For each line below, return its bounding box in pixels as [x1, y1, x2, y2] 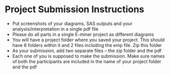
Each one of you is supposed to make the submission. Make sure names [12, 53, 165, 59]
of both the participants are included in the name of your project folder [12, 58, 162, 64]
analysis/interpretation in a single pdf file [12, 26, 98, 32]
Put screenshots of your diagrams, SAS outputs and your [12, 20, 133, 27]
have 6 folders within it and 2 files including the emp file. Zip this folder [12, 42, 162, 48]
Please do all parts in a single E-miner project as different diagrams [12, 31, 154, 37]
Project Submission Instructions [5, 4, 144, 15]
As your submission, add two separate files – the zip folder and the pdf [12, 47, 162, 54]
